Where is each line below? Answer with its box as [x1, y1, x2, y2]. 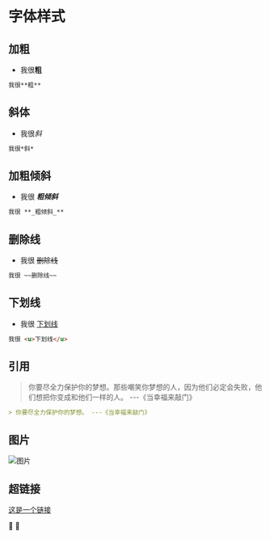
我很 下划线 [19, 318, 58, 328]
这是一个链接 [8, 504, 51, 514]
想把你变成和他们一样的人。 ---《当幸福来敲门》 [35, 393, 196, 402]
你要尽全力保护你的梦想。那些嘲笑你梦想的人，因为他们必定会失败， [27, 382, 255, 392]
